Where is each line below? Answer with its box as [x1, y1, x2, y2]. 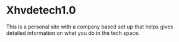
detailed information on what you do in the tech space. [6, 29, 140, 36]
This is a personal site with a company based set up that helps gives [6, 23, 174, 30]
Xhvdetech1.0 [6, 4, 76, 17]
